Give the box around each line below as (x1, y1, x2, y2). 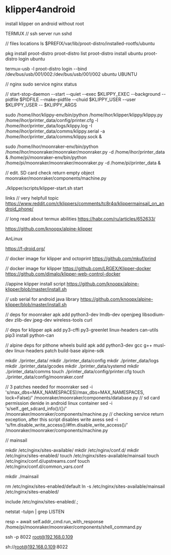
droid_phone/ (5, 206, 34, 212)
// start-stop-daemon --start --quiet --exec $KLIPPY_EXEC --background (5, 91, 161, 97)
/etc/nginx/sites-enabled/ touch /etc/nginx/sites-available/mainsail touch (5, 452, 159, 459)
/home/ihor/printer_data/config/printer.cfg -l (5, 117, 98, 123)
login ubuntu (18, 55, 45, 62)
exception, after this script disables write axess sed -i (5, 416, 118, 422)
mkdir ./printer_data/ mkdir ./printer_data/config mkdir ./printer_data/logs (5, 357, 159, 364)
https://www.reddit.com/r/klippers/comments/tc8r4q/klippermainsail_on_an (5, 200, 165, 206)
